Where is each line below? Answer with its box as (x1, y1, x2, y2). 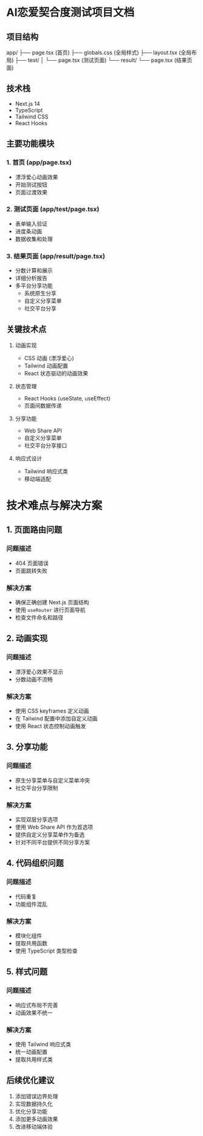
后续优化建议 (6, 1075, 55, 1086)
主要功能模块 (6, 139, 55, 149)
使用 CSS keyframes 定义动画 (15, 707, 89, 714)
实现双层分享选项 (15, 816, 58, 823)
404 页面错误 (15, 559, 49, 567)
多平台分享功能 (15, 282, 53, 289)
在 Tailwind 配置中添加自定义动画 (15, 715, 98, 722)
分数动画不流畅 (15, 676, 53, 683)
